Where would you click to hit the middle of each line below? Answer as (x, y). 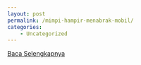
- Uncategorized (44, 34)
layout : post (26, 14)
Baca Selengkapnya (36, 54)
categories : (25, 27)
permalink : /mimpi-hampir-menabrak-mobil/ (70, 20)
